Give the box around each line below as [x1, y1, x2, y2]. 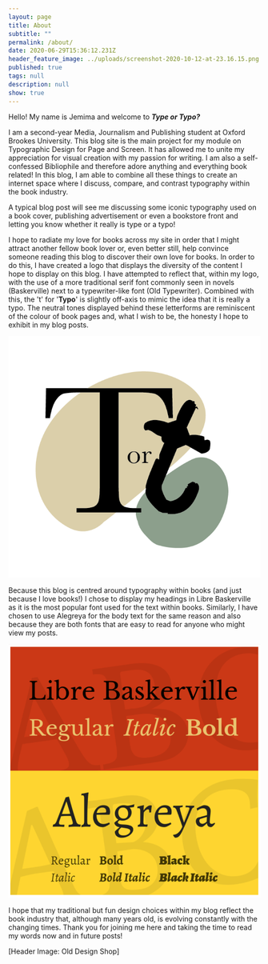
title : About [8, 21, 52, 30]
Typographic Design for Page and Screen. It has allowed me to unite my [8, 144, 245, 154]
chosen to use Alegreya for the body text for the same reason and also [8, 611, 242, 621]
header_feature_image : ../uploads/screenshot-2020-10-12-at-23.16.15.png [8, 55, 260, 63]
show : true [8, 89, 45, 97]
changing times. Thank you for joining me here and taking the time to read [8, 922, 253, 932]
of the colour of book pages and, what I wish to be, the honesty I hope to [8, 311, 249, 321]
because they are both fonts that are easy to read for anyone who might [8, 620, 246, 630]
